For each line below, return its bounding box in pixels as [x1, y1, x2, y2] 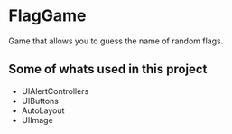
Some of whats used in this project [8, 62, 208, 77]
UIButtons [21, 95, 60, 106]
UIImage [21, 114, 53, 125]
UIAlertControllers [21, 85, 89, 96]
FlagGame [8, 5, 87, 26]
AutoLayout [21, 105, 65, 116]
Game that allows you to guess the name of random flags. [8, 35, 224, 46]
